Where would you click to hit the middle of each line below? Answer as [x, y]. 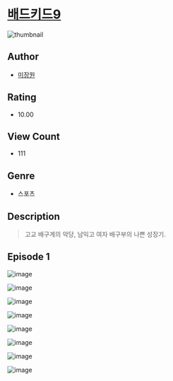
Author [23, 57]
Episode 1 [29, 257]
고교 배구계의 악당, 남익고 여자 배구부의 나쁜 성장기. [95, 234]
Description [34, 216]
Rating [22, 97]
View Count [34, 136]
